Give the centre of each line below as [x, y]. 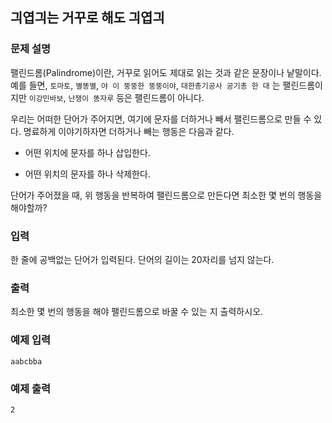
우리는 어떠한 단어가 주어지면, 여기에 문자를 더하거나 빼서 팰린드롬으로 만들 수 [161, 119]
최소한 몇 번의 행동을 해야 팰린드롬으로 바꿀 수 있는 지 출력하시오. [137, 312]
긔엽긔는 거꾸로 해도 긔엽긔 [87, 18]
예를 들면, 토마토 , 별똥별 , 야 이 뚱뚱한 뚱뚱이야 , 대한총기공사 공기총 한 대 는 [145, 85]
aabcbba [26, 361]
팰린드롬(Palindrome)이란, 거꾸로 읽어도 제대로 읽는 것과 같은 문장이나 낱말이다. [166, 72]
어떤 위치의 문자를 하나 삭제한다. [87, 174]
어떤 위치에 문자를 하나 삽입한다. [87, 152]
